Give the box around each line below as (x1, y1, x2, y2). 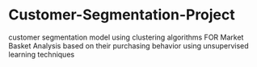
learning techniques (8, 49, 75, 59)
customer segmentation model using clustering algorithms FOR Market (8, 32, 244, 42)
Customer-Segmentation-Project (8, 6, 236, 24)
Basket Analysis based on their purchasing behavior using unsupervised (8, 40, 249, 50)
